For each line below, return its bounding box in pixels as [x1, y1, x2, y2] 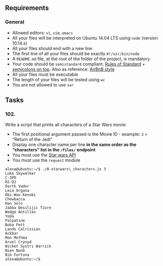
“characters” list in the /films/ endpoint [12, 147, 96, 153]
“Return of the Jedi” [12, 137, 53, 143]
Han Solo [5, 201, 23, 206]
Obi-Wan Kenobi [5, 193, 36, 197]
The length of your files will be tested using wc [12, 76, 105, 82]
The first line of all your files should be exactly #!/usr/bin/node [12, 50, 140, 56]
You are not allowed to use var [12, 82, 74, 88]
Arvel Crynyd [5, 240, 32, 244]
